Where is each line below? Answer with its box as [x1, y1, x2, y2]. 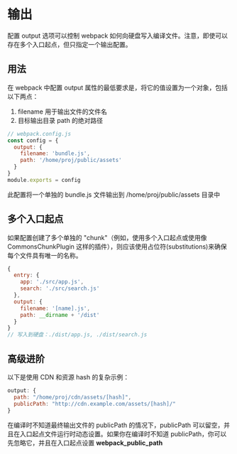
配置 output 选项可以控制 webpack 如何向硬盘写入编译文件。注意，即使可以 [7, 31, 228, 40]
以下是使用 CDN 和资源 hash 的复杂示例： [7, 373, 130, 381]
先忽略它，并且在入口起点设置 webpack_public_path [7, 438, 163, 447]
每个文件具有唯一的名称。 [7, 251, 82, 259]
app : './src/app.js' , [20, 279, 84, 286]
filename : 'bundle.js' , [20, 150, 91, 157]
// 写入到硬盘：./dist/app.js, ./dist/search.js [7, 331, 148, 338]
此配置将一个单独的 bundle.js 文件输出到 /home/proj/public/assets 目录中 [7, 190, 221, 199]
